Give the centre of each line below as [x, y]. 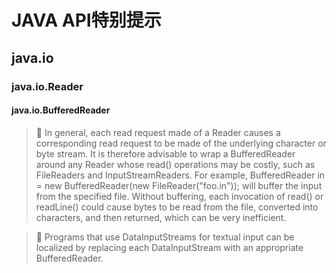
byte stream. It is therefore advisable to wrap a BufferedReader [165, 153]
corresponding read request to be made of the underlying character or [181, 143]
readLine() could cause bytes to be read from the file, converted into [177, 207]
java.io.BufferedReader [61, 110]
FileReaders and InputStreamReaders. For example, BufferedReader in [180, 175]
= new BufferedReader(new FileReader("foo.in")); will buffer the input [179, 185]
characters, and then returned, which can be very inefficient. [161, 217]
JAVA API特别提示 [86, 20]
